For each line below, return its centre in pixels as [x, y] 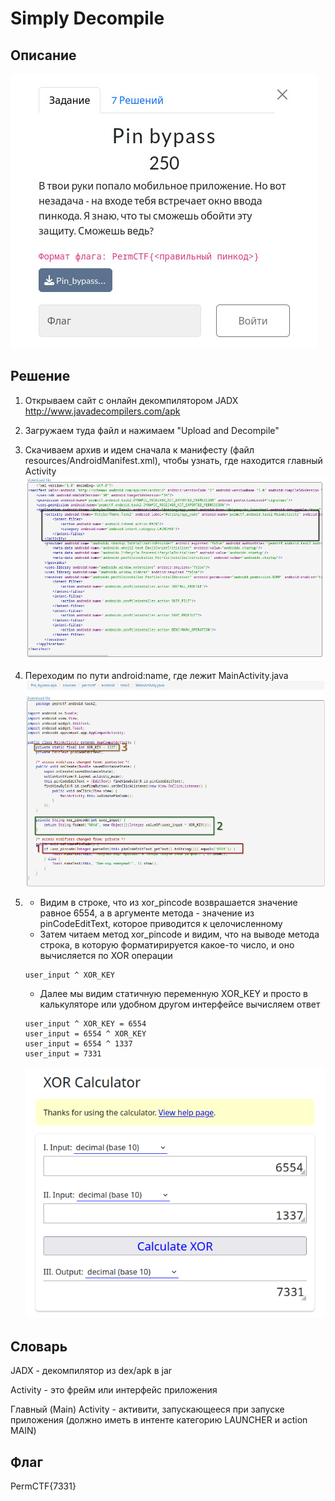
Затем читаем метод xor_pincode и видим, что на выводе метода [179, 934]
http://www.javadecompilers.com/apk [102, 411]
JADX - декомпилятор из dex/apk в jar [91, 1371]
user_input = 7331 [63, 1054]
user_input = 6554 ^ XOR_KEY [85, 1034]
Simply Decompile [87, 18]
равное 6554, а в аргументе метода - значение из [147, 913]
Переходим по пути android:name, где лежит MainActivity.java [156, 675]
